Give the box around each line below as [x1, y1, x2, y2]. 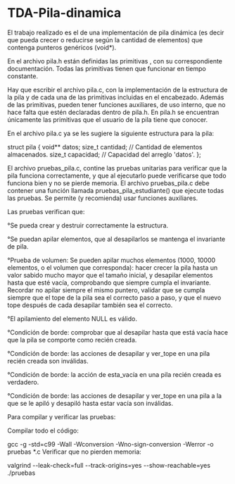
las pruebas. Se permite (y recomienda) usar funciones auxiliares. [7, 194, 198, 202]
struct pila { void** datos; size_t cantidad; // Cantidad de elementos [7, 142, 203, 151]
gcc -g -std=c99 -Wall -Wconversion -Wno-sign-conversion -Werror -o [7, 440, 214, 448]
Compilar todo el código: [7, 426, 79, 435]
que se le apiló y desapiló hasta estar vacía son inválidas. [7, 399, 174, 407]
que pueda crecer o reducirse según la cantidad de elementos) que [7, 35, 203, 44]
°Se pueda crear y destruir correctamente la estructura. [7, 221, 169, 230]
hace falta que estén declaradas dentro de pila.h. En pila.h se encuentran [7, 108, 220, 116]
